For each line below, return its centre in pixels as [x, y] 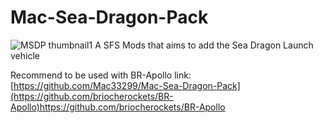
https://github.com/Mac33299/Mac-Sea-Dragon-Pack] [127, 85]
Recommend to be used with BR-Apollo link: [101, 75]
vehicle [25, 55]
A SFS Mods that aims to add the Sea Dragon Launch [204, 45]
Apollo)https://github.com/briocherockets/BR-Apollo [118, 107]
